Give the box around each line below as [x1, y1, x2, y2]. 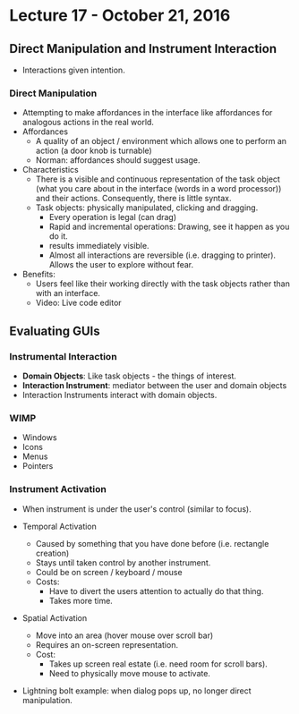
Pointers [21, 461, 54, 472]
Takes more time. [48, 595, 114, 606]
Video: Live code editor [35, 297, 123, 309]
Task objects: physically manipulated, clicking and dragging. [35, 202, 259, 213]
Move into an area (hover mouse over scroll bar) [35, 630, 214, 641]
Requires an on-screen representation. [35, 639, 179, 650]
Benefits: [21, 269, 56, 280]
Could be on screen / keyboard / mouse [35, 566, 183, 577]
